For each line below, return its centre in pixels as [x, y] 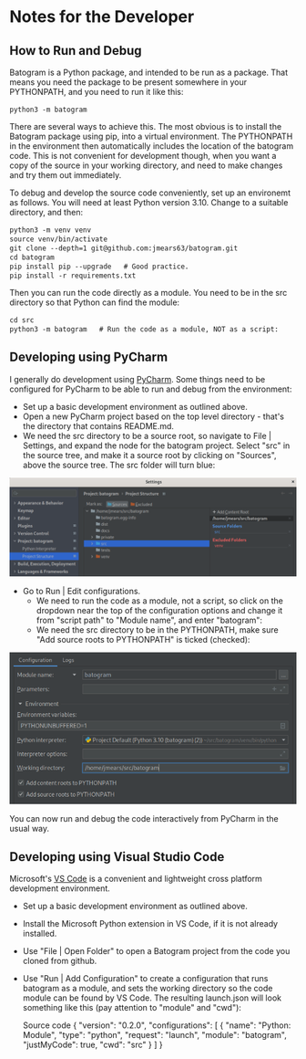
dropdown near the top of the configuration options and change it [159, 611]
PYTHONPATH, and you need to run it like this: [97, 92]
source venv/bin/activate [58, 239]
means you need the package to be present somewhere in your [128, 82]
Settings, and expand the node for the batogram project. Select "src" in [156, 446]
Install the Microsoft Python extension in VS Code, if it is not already [150, 924]
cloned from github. [60, 961]
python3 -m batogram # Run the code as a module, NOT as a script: [144, 330]
